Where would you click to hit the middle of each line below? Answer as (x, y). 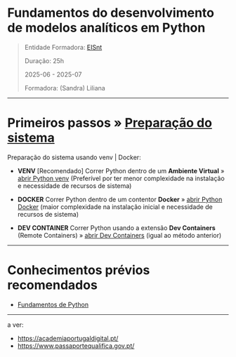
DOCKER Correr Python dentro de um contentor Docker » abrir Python (120, 199)
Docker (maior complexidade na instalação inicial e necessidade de (115, 207)
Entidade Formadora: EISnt (63, 47)
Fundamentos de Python (53, 304)
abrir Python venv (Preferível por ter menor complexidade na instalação (121, 178)
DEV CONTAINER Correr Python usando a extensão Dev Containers (116, 228)
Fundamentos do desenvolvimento (111, 13)
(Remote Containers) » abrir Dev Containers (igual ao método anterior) (119, 235)
